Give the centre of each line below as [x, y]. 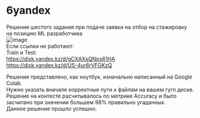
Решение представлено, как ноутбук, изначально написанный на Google [99, 77]
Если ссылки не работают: [40, 46]
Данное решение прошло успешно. [52, 108]
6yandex [28, 10]
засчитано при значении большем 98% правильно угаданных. [86, 102]
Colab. [14, 83]
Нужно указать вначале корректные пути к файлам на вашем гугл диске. [100, 89]
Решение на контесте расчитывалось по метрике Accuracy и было [92, 96]
